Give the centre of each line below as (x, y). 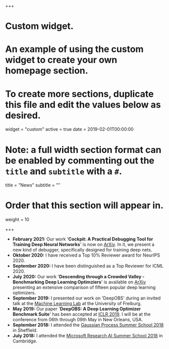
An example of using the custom (74, 49)
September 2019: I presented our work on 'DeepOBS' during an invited (87, 298)
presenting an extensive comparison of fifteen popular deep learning (84, 287)
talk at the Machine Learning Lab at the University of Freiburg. (77, 304)
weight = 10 (17, 220)
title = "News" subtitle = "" (33, 185)
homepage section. (47, 71)
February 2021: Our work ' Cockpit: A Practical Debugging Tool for (83, 239)
